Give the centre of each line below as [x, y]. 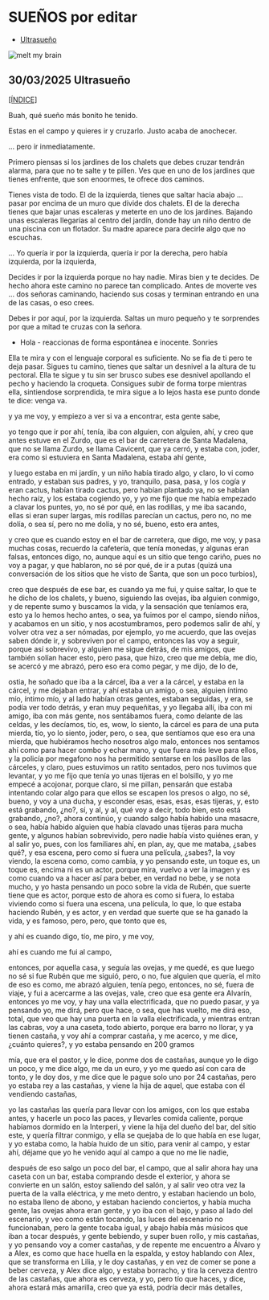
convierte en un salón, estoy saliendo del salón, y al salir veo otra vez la [127, 1184]
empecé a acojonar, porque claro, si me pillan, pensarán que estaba [120, 784]
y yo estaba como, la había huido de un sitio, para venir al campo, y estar [129, 1143]
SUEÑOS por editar [73, 17]
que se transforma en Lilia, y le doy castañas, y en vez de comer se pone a [132, 1261]
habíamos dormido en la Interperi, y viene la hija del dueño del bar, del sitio [132, 1126]
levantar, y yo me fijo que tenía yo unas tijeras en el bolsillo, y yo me [121, 775]
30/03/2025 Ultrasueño [69, 80]
